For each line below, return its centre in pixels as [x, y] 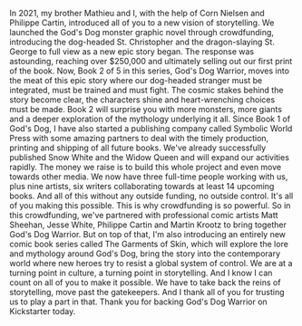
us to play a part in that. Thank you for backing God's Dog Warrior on [138, 302]
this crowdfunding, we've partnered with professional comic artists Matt [144, 215]
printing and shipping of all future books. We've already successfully [138, 148]
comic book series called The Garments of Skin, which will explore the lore [149, 244]
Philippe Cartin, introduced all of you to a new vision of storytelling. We [142, 23]
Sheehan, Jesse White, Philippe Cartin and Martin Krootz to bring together [148, 225]
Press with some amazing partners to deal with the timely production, [139, 138]
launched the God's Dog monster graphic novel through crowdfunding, [142, 32]
